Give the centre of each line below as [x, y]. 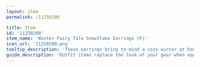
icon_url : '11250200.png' [38, 44]
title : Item [21, 28]
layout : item [22, 11]
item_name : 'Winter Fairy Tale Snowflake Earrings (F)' [77, 39]
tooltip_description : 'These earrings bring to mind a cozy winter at [96, 50]
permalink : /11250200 [33, 17]
